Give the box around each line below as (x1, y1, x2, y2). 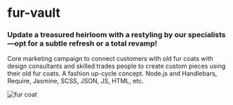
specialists (187, 30, 226, 40)
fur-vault (7, 5, 61, 21)
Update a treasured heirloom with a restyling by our (7, 30, 187, 40)
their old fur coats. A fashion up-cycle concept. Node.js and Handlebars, (7, 69, 218, 78)
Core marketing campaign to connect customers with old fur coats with (7, 55, 214, 63)
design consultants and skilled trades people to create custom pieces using (7, 62, 226, 71)
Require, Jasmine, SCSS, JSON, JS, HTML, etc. (7, 77, 144, 85)
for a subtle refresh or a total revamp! (27, 38, 158, 48)
